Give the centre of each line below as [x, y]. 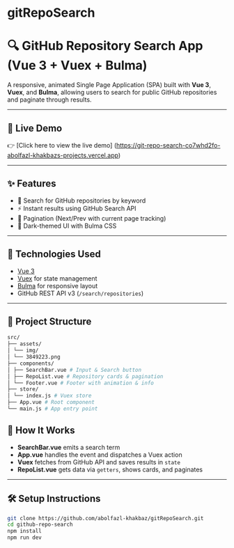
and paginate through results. [49, 100]
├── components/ [31, 363]
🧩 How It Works [41, 431]
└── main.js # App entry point [53, 409]
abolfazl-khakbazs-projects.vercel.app [63, 155]
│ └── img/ [23, 351]
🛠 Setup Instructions [54, 499]
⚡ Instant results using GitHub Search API [77, 208]
